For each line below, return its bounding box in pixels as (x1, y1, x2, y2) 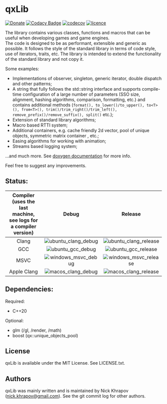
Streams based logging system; (12, 143, 78, 149)
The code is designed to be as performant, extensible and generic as (5, 40, 147, 46)
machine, (12, 210, 35, 217)
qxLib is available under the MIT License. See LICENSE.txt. (5, 360, 125, 366)
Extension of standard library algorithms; (12, 117, 96, 123)
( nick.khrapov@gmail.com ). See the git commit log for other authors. (5, 393, 146, 399)
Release (121, 210, 141, 217)
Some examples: (5, 66, 39, 72)
